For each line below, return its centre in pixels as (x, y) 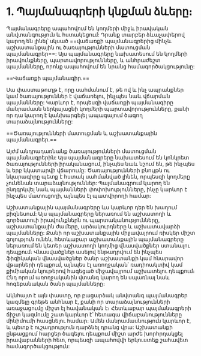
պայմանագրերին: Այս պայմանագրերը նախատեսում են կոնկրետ (98, 157)
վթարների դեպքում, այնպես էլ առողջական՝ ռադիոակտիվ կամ (94, 264)
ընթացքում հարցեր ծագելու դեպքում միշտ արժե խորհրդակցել (94, 333)
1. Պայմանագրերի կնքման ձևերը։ (99, 12)
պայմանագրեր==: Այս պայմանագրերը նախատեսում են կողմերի (97, 53)
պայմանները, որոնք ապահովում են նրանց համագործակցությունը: (100, 66)
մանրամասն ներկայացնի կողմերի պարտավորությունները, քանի (98, 108)
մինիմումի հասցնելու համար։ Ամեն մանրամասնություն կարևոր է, (99, 321)
